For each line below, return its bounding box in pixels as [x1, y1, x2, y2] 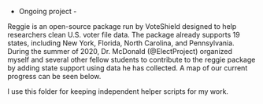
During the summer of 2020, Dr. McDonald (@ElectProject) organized [7, 47, 233, 56]
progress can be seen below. [7, 72, 102, 81]
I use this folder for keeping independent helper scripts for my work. [7, 87, 229, 96]
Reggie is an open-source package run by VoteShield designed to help [7, 22, 237, 30]
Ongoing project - [18, 7, 77, 16]
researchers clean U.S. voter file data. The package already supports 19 [7, 30, 241, 39]
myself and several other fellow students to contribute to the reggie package [7, 55, 256, 64]
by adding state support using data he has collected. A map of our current [7, 63, 248, 73]
